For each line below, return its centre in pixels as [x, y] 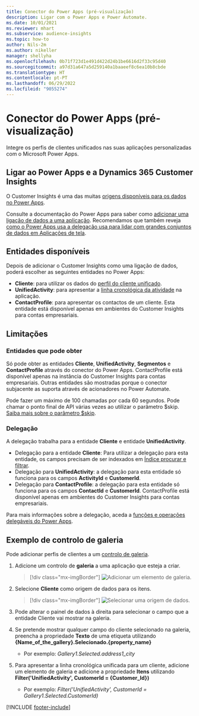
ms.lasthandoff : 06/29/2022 [41, 84]
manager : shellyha [29, 56]
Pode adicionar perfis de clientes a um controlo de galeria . [78, 554]
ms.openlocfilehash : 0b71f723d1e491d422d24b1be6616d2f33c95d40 [86, 61]
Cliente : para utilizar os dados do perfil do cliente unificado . [88, 283]
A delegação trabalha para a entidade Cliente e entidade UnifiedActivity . [96, 441]
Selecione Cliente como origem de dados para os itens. [83, 589]
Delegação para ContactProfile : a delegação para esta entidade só [97, 484]
